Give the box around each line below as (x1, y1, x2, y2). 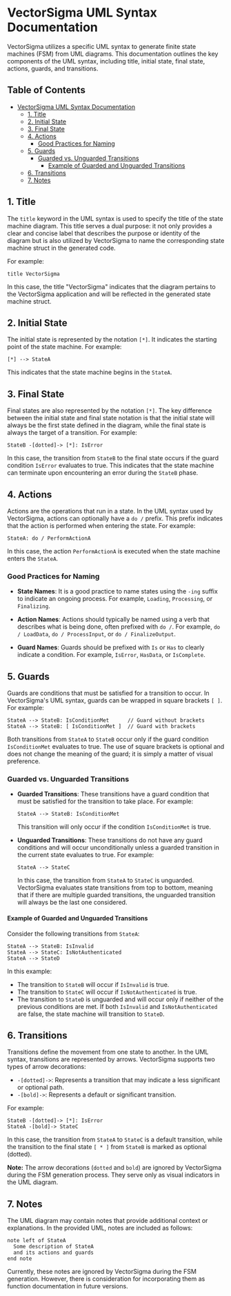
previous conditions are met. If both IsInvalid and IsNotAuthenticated (17, 1002, 218, 1010)
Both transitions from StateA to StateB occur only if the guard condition (7, 735, 209, 743)
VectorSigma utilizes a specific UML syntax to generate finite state (7, 42, 197, 50)
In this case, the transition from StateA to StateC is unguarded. (17, 876, 194, 885)
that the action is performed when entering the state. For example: (7, 522, 196, 529)
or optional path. (17, 1083, 64, 1092)
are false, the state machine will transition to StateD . (17, 1010, 165, 1018)
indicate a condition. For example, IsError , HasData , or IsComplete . (17, 651, 205, 659)
